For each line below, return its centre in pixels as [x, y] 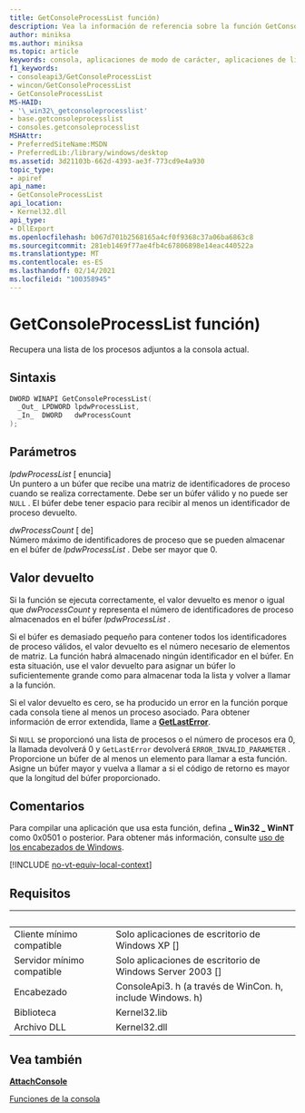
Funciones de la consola [55, 1099]
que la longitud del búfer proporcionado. [85, 777]
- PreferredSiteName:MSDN [58, 144]
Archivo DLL [40, 1028]
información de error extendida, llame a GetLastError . [110, 721]
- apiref [26, 178]
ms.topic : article [44, 52]
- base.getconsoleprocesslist [67, 119]
